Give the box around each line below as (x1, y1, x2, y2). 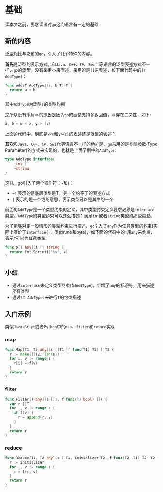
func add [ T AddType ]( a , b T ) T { (5, 83, 73, 88)
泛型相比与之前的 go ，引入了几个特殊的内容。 (5, 51, 95, 56)
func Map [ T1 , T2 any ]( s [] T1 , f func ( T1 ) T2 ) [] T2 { (5, 347, 114, 352)
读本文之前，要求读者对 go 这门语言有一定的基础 (5, 21, 99, 27)
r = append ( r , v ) (17, 415, 53, 420)
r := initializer (9, 460, 45, 465)
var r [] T (9, 401, 29, 406)
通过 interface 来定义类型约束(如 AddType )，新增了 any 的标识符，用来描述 (12, 282, 155, 288)
